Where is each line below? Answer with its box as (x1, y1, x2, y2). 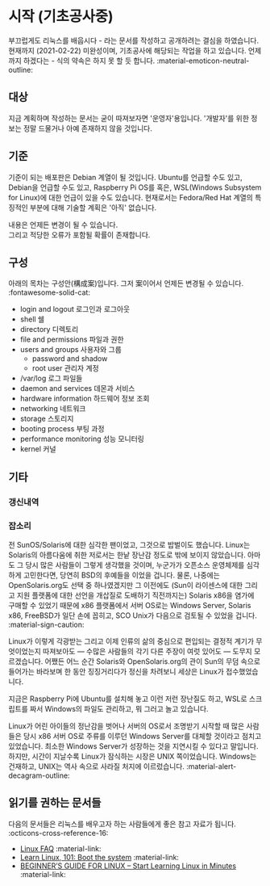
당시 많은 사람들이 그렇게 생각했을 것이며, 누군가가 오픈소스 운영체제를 (25, 560, 245, 569)
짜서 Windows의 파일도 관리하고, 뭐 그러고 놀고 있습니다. (29, 703, 209, 713)
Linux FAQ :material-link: (19, 843, 102, 853)
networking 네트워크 (19, 404, 86, 414)
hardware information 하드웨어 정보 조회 (19, 393, 150, 404)
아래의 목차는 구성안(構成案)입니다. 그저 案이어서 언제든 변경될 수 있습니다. (8, 279, 244, 288)
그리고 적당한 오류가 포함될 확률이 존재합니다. (8, 229, 151, 239)
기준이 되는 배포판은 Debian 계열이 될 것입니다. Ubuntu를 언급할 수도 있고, (8, 172, 243, 182)
